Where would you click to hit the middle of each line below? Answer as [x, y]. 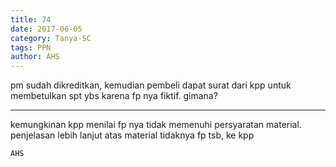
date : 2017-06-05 [46, 29]
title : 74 [31, 19]
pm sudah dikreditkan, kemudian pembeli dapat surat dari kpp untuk [151, 85]
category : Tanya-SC [51, 38]
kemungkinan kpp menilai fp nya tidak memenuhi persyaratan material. [156, 125]
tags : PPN [31, 47]
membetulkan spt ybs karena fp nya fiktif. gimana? [114, 96]
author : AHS [35, 57]
